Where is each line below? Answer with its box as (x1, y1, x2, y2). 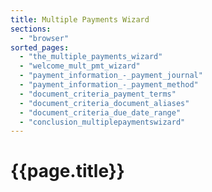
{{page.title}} (10, 160, 125, 183)
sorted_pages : (10, 42, 70, 53)
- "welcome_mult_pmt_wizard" (19, 61, 141, 71)
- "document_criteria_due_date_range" (19, 107, 182, 118)
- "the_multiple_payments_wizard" (19, 52, 163, 62)
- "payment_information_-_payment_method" (19, 80, 199, 90)
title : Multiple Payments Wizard (10, 14, 150, 25)
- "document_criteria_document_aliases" (19, 98, 190, 108)
